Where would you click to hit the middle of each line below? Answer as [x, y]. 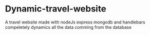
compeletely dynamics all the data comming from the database [68, 27]
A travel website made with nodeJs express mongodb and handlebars [75, 22]
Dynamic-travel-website [56, 9]
